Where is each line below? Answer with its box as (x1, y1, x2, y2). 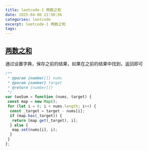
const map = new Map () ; (7, 99, 58, 104)
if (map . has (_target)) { (10, 113, 62, 118)
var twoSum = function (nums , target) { (5, 94, 92, 99)
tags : (5, 26, 17, 31)
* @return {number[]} (7, 85, 53, 90)
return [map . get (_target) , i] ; (12, 118, 79, 123)
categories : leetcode (5, 17, 51, 22)
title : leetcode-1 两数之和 (5, 7, 62, 13)
